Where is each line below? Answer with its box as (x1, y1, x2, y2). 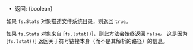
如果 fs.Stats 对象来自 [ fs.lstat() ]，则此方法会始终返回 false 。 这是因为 (6, 30, 188, 37)
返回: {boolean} (14, 5, 53, 12)
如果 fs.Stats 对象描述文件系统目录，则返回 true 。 (6, 18, 131, 25)
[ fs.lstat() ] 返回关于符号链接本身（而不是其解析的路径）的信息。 (6, 38, 168, 44)
